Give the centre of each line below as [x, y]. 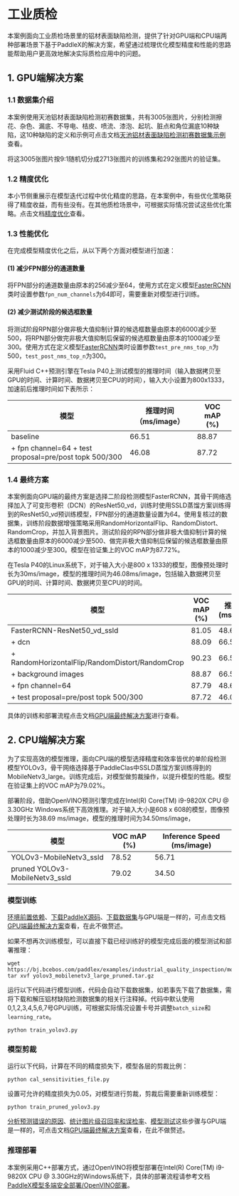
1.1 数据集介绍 [31, 100]
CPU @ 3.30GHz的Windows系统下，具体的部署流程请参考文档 [119, 1176]
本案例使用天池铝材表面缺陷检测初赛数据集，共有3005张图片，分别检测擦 [115, 117]
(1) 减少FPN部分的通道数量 [46, 268]
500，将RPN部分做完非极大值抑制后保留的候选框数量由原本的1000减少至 [114, 338]
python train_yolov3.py [43, 1030]
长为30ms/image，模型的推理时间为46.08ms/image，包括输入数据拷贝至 [114, 573]
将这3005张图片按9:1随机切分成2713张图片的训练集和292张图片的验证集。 [116, 159]
